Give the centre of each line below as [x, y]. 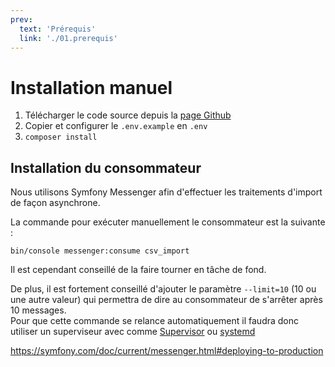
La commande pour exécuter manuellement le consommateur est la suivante [168, 222]
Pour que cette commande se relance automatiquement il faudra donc [155, 321]
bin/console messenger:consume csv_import [100, 251]
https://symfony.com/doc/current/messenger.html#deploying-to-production [167, 351]
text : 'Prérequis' [58, 29]
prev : [21, 19]
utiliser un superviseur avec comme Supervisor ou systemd [133, 332]
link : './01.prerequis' [68, 38]
